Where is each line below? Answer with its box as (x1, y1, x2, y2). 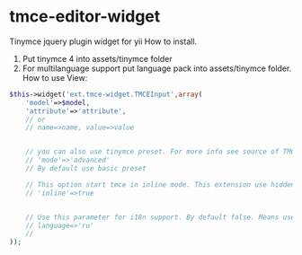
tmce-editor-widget (9, 6, 161, 27)
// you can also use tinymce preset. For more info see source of (25, 147, 280, 156)
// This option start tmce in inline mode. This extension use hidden (25, 180, 296, 189)
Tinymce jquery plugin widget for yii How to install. (9, 36, 198, 47)
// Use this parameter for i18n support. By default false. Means (25, 213, 280, 222)
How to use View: (22, 72, 88, 83)
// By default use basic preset (25, 164, 147, 173)
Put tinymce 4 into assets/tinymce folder (22, 53, 173, 64)
